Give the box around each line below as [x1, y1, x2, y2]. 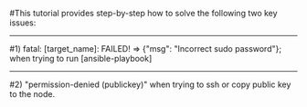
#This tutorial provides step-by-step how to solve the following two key [9, 8, 278, 18]
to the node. [9, 89, 56, 99]
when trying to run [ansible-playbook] [9, 53, 153, 63]
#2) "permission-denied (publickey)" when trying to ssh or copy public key [9, 79, 291, 90]
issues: [9, 17, 37, 28]
